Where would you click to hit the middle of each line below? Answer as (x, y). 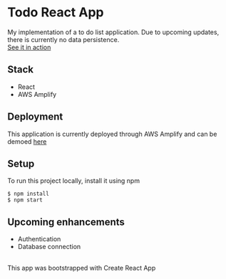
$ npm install (29, 194)
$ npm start (25, 200)
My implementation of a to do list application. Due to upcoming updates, (113, 32)
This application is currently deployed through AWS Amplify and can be (112, 134)
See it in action (29, 47)
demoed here (27, 141)
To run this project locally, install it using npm (74, 181)
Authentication (39, 239)
